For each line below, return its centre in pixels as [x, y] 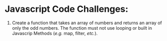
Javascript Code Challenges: [67, 9]
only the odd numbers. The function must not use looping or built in [82, 28]
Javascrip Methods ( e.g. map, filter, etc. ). [55, 33]
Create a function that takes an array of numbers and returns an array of [87, 23]
